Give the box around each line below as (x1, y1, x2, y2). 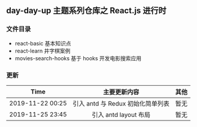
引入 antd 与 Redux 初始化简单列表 (72, 99, 169, 107)
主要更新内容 (102, 88, 140, 96)
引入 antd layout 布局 (92, 110, 151, 119)
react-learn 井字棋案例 (14, 47, 71, 54)
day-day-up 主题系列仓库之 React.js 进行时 (6, 5, 166, 16)
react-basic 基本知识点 (14, 39, 72, 47)
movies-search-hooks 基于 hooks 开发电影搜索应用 (14, 54, 142, 61)
